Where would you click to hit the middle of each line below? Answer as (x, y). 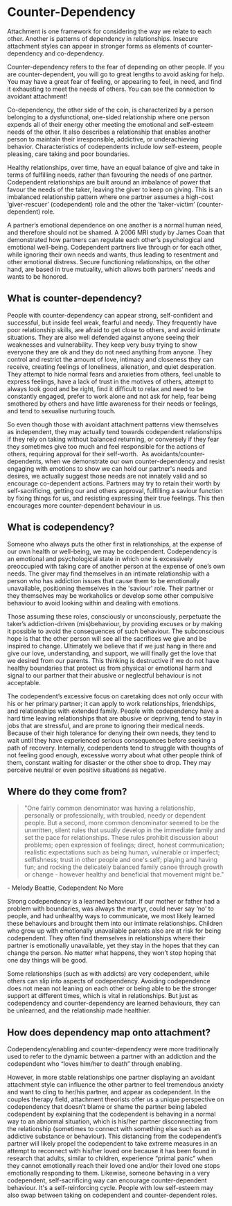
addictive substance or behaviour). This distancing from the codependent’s (114, 1136)
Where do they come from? (67, 791)
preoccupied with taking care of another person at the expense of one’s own (116, 566)
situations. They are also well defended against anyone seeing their (103, 337)
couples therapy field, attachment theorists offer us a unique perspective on (116, 1099)
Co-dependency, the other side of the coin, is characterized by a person (110, 110)
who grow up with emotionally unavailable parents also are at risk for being (114, 931)
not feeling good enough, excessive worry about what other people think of (115, 755)
